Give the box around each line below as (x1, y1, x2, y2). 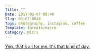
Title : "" (5, 7, 26, 12)
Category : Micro (5, 30, 39, 35)
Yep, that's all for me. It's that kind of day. (5, 44, 90, 49)
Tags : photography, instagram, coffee (5, 21, 85, 26)
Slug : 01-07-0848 (5, 16, 41, 21)
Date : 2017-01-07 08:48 (5, 12, 54, 17)
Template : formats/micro (5, 26, 56, 30)
